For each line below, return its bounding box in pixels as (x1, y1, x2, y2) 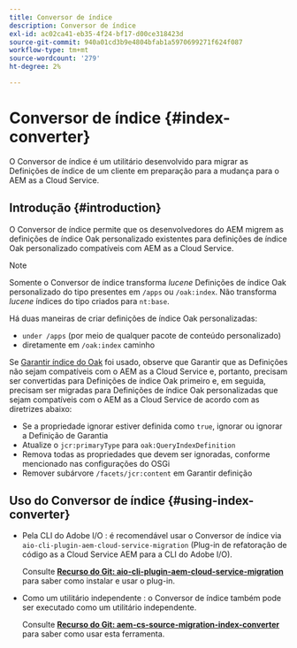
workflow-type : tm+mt (9, 46, 89, 55)
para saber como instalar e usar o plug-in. (21, 576, 175, 586)
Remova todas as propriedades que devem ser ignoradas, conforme (21, 448, 271, 460)
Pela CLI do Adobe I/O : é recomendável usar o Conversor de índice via (21, 530, 282, 541)
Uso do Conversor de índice (9, 493, 165, 508)
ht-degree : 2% (9, 63, 62, 72)
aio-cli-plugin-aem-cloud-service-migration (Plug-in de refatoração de (21, 540, 287, 551)
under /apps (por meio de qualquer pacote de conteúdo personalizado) (21, 330, 281, 340)
